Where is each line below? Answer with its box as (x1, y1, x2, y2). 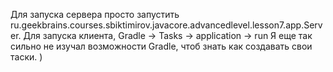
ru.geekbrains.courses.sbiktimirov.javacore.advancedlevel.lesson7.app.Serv (10, 19, 323, 31)
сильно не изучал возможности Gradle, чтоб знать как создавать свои (10, 40, 313, 52)
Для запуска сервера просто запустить (10, 9, 180, 20)
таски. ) (10, 51, 43, 63)
